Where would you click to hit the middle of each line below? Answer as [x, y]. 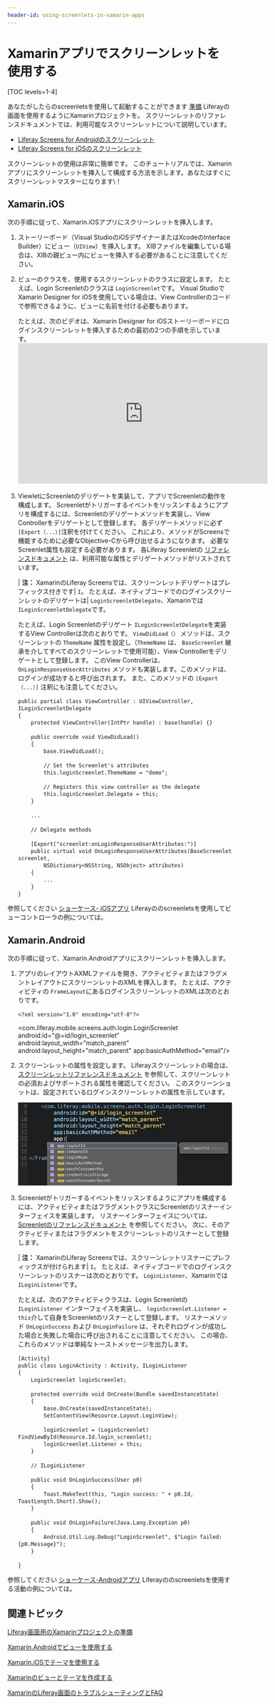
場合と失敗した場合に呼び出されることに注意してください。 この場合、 [128, 1336]
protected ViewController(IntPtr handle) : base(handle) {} [122, 723]
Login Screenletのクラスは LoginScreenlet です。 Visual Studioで [131, 288]
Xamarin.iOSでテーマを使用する [53, 1663]
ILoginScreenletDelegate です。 [64, 610]
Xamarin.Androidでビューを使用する [60, 1647]
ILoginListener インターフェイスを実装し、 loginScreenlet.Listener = [122, 1309]
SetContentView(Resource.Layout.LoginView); [111, 1416]
